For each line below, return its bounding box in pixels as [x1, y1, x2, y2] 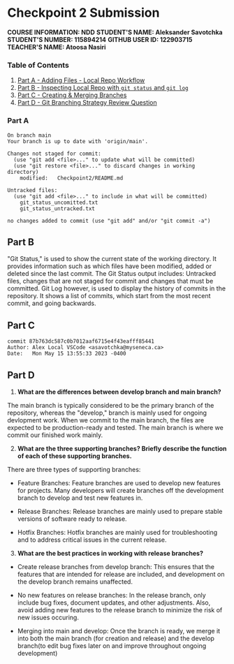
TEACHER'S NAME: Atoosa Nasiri [7, 43, 106, 51]
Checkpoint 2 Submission [7, 5, 160, 21]
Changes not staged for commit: [7, 150, 101, 157]
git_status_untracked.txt [20, 205, 96, 212]
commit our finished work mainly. [7, 431, 103, 439]
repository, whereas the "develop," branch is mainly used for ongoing [7, 408, 207, 417]
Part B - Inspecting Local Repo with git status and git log [17, 84, 189, 92]
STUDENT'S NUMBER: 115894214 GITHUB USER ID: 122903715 [7, 35, 193, 43]
